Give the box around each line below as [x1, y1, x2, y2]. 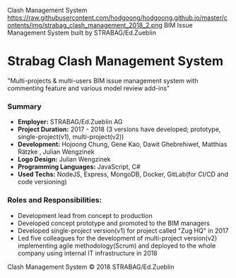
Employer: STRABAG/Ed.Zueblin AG [17, 118, 123, 126]
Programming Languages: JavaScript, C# [17, 162, 141, 171]
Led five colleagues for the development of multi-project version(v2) [17, 234, 218, 242]
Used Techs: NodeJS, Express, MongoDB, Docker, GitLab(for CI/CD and [17, 170, 228, 179]
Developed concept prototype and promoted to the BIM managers [17, 219, 211, 227]
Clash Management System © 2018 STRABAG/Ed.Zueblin [7, 262, 175, 271]
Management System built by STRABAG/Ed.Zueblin [7, 28, 157, 37]
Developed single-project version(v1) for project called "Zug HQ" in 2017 [17, 226, 229, 235]
